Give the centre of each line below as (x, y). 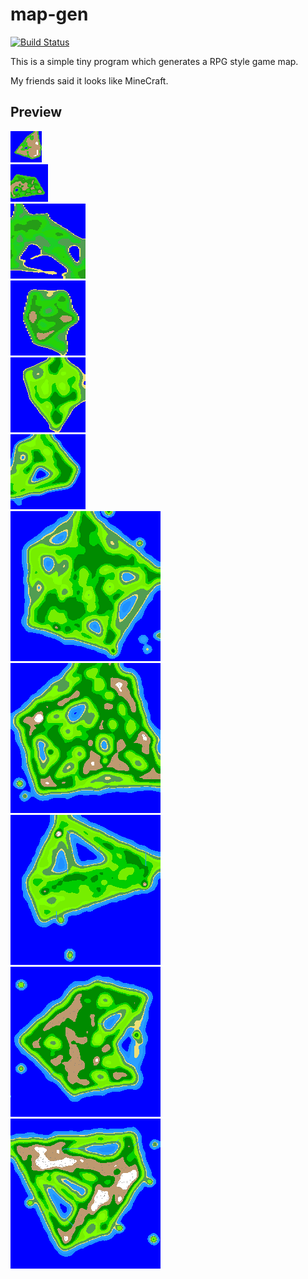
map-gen (49, 14)
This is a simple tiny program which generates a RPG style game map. (154, 61)
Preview (36, 112)
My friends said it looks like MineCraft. (89, 80)
